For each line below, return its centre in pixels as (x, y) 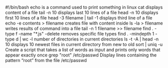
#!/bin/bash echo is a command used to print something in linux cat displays (84, 7)
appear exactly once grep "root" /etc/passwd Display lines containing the (81, 55)
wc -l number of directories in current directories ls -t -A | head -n (91, 39)
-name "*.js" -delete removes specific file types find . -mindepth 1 (86, 34)
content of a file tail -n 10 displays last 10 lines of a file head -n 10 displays (82, 12)
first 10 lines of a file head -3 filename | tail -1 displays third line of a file (79, 18)
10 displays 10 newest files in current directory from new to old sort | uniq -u (84, 44)
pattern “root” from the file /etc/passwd (46, 60)
